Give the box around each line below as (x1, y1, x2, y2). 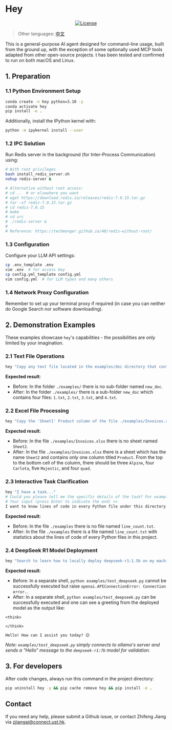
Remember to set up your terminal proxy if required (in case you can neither (5, 300, 165, 307)
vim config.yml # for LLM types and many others (5, 276, 114, 282)
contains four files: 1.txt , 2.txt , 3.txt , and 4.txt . (12, 394, 118, 400)
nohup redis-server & (5, 176, 52, 182)
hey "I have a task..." (5, 490, 56, 495)
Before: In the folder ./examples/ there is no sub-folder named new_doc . (12, 383, 163, 390)
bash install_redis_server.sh (5, 172, 70, 177)
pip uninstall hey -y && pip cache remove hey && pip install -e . (5, 685, 153, 691)
